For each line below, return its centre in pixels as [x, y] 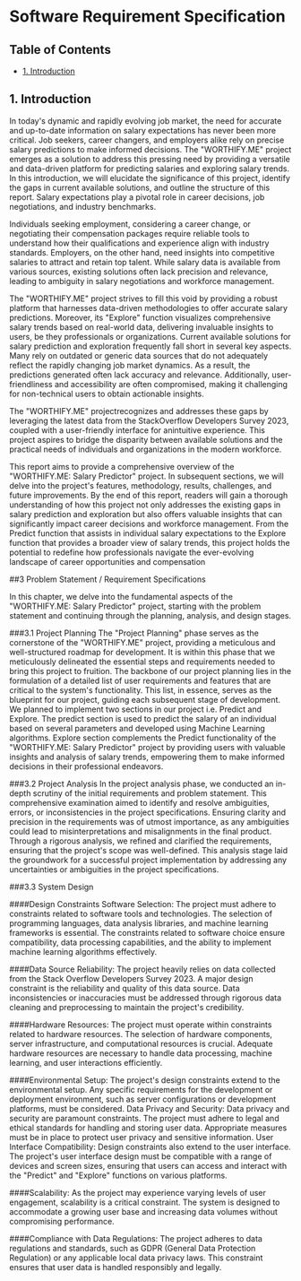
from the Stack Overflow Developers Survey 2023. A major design [131, 978]
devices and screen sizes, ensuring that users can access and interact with [148, 1165]
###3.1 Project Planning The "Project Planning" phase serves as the [134, 633]
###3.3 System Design [52, 887]
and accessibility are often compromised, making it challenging [171, 384]
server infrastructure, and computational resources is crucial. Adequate [141, 1043]
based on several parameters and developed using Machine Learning [138, 728]
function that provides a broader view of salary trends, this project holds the [150, 542]
